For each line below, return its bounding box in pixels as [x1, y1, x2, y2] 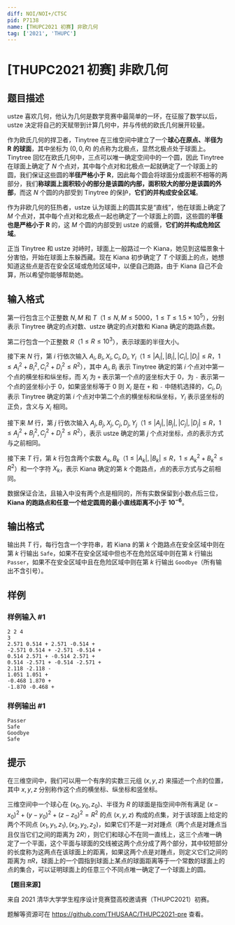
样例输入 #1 [7, 612, 45, 622]
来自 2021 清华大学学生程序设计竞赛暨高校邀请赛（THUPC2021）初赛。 [7, 895, 213, 904]
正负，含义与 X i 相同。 [7, 402, 72, 412]
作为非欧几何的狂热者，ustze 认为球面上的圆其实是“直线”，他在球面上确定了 [7, 203, 227, 212]
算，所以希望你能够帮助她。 [7, 270, 87, 279]
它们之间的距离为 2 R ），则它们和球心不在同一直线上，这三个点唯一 [25, 830, 216, 839]
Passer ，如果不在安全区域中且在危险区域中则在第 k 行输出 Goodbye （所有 [7, 558, 216, 566]
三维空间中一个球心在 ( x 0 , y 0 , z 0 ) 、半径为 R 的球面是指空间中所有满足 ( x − [7, 800, 219, 810]
